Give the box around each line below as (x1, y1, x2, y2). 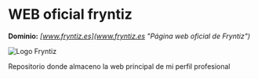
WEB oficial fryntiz (8, 5, 133, 23)
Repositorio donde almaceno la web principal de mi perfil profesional (8, 61, 231, 71)
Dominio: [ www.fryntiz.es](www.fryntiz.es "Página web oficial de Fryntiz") (8, 31, 251, 41)
